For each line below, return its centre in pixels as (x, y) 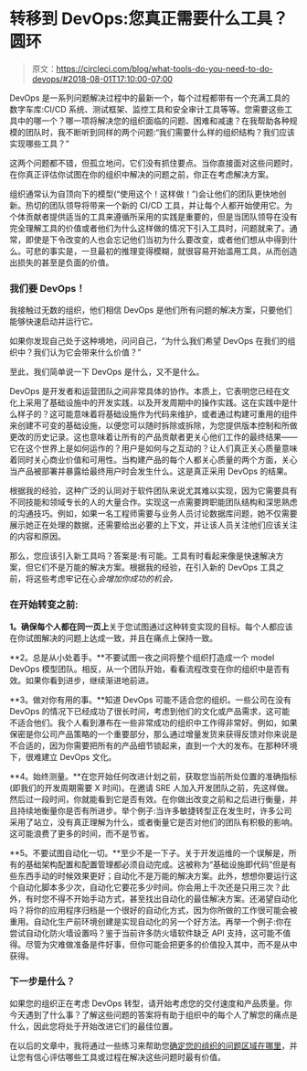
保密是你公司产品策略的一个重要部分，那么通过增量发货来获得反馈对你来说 (149, 734)
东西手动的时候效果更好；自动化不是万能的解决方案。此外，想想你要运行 (153, 875)
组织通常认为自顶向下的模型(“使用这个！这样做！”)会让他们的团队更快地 (144, 194)
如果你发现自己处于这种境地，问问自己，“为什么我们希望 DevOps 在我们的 (148, 341)
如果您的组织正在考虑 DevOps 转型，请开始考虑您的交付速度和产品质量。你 (151, 1003)
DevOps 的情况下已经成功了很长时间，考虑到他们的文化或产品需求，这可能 (150, 711)
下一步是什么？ (42, 981)
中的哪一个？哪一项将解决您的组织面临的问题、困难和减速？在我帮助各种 (153, 121)
